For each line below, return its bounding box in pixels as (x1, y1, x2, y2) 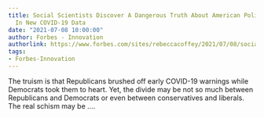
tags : (8, 48, 26, 55)
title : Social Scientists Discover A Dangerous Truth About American (8, 11, 241, 20)
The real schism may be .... (8, 101, 96, 110)
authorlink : (8, 41, 47, 48)
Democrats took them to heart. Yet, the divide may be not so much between (8, 84, 254, 94)
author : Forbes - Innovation (8, 33, 104, 41)
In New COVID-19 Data (15, 19, 86, 27)
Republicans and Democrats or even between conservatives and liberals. (8, 93, 245, 102)
